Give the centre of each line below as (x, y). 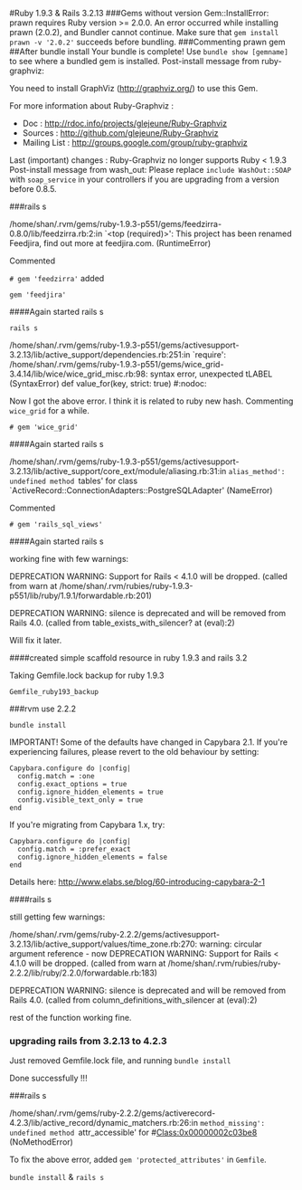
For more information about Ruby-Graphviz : (92, 106)
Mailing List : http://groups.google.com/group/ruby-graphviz (135, 143)
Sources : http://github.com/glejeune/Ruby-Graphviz (120, 133)
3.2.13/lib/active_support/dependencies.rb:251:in (100, 355)
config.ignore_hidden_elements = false (93, 857)
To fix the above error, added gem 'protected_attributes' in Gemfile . (138, 1160)
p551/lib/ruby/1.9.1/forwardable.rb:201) (80, 595)
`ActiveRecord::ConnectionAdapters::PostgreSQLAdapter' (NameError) (141, 490)
